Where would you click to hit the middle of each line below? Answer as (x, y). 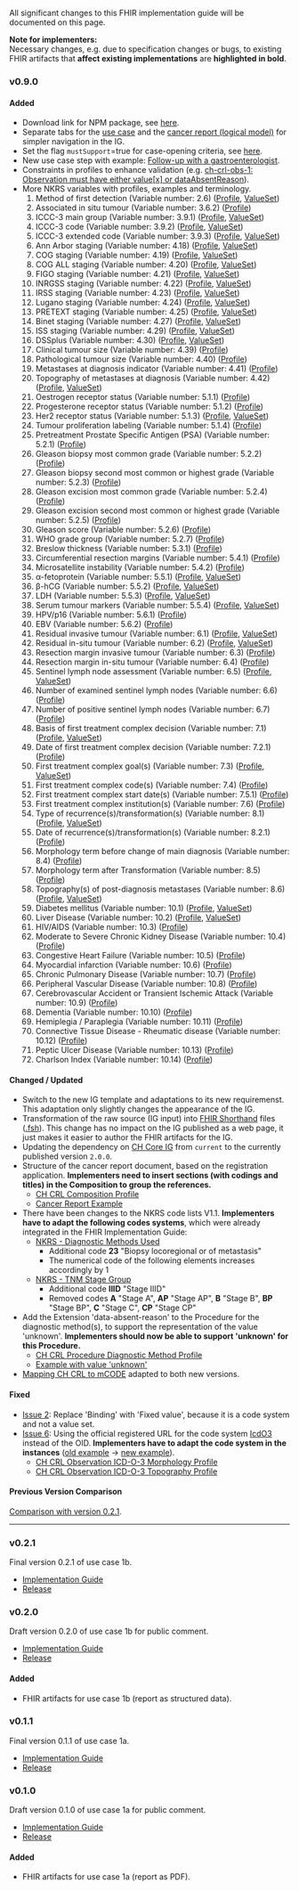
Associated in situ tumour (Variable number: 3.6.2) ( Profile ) (143, 208)
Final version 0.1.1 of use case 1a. (69, 1740)
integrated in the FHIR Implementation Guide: (105, 1232)
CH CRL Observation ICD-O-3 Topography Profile (126, 1471)
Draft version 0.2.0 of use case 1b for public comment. (109, 1631)
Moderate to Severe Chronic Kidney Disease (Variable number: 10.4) (161, 937)
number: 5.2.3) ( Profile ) (78, 482)
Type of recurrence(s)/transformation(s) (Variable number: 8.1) (150, 813)
